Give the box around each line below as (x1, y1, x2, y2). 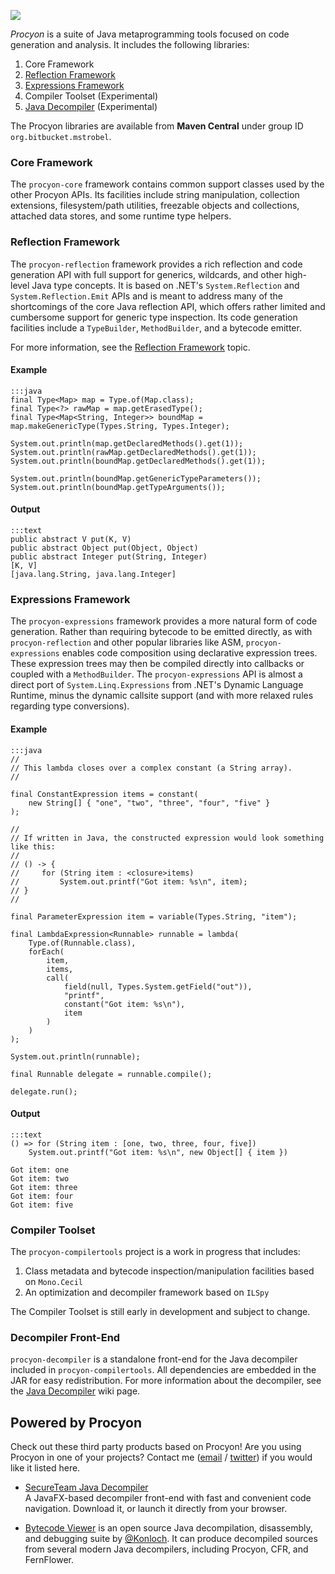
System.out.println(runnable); (10, 1051, 141, 1062)
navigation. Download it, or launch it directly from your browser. (24, 1503, 288, 1515)
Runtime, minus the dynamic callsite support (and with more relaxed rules (10, 690, 314, 702)
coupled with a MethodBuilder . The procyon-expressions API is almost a (10, 668, 303, 680)
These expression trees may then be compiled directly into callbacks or (10, 658, 305, 670)
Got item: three (10, 1182, 78, 1192)
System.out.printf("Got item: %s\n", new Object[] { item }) (28, 1147, 288, 1157)
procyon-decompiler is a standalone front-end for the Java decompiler (10, 1353, 298, 1365)
